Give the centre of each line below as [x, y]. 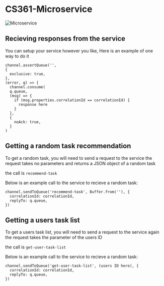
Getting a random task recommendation [68, 146]
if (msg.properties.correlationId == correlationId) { [72, 100]
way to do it [17, 56]
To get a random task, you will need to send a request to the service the [79, 158]
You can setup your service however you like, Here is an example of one [79, 50]
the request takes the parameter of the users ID [54, 238]
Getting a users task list [42, 220]
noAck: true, [28, 122]
